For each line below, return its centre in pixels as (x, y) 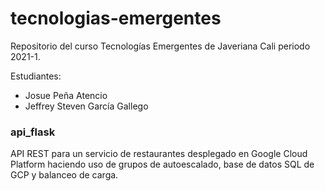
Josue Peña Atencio (66, 95)
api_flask (33, 132)
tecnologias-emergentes (116, 18)
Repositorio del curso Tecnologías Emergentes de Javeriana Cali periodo (160, 46)
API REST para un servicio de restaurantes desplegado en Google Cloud (159, 154)
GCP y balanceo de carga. (64, 175)
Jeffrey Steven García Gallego (86, 106)
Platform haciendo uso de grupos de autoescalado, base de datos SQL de (162, 164)
